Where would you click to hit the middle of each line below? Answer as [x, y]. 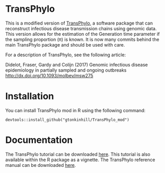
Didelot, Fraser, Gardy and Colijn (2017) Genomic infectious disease [77, 64]
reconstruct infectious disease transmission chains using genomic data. [81, 28]
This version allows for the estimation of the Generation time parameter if [82, 34]
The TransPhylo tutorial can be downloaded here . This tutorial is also [78, 154]
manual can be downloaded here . [40, 165]
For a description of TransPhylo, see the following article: [66, 55]
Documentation [39, 140]
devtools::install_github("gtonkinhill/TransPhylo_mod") [67, 120]
